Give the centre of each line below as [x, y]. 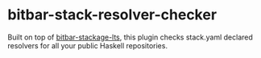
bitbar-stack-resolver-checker [112, 15]
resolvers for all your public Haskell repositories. [88, 45]
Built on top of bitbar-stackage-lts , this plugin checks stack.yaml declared [130, 37]
